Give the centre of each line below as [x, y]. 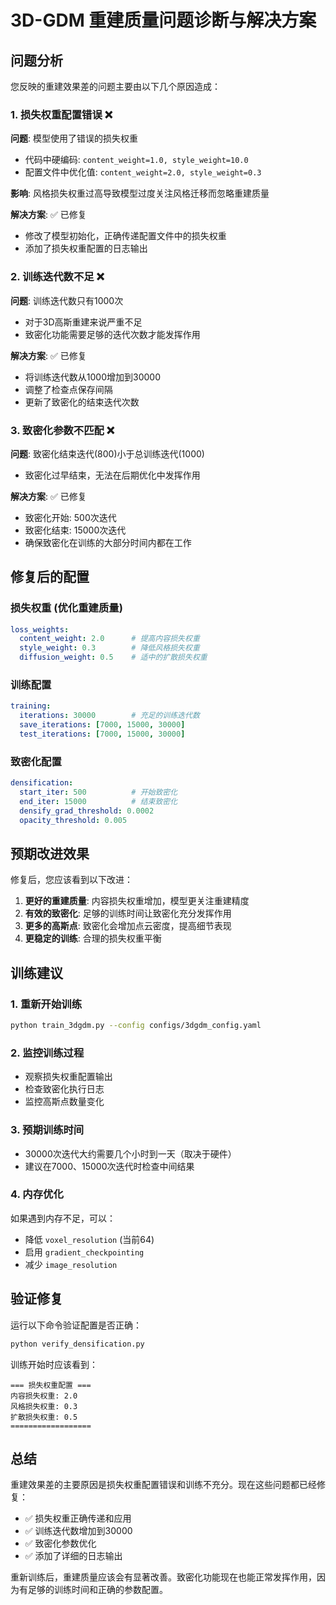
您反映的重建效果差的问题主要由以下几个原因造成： [115, 86]
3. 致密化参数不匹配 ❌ [62, 430]
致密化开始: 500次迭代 [70, 517]
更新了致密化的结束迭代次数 [82, 402]
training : [31, 706]
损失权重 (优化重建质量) [66, 608]
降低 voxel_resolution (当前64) [89, 1239]
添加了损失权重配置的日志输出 [86, 248]
